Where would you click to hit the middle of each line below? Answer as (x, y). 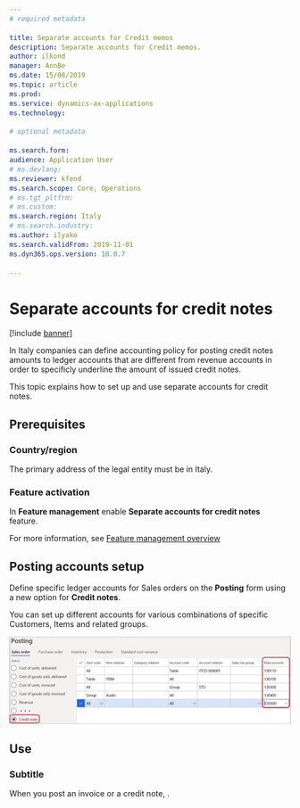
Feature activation (50, 492)
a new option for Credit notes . (65, 598)
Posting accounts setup (77, 566)
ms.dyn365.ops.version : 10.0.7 (67, 254)
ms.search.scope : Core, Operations (75, 188)
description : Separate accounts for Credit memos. (105, 47)
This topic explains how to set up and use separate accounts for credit (139, 387)
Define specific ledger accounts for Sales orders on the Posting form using (147, 588)
